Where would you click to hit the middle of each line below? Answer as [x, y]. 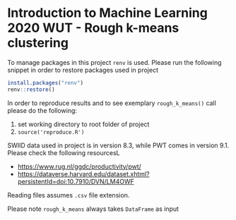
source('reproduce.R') [51, 132]
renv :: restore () [31, 90]
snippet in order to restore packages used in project [83, 70]
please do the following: [42, 110]
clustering [38, 43]
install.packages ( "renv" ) [45, 82]
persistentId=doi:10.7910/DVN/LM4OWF [76, 181]
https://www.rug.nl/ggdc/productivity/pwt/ [79, 166]
